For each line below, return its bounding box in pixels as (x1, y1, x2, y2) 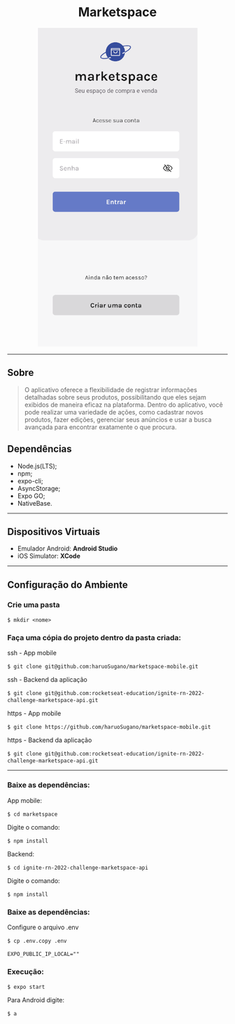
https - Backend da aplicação (7, 736, 92, 744)
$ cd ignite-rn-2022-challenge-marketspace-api (7, 864, 149, 871)
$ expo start (7, 983, 45, 991)
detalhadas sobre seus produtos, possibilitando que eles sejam (24, 393, 206, 401)
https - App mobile (7, 709, 62, 718)
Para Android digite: (7, 996, 65, 1004)
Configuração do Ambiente (7, 579, 128, 591)
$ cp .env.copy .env (7, 937, 68, 944)
